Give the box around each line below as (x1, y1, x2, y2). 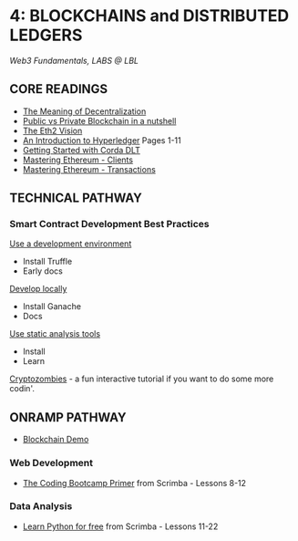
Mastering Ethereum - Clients (22, 154, 134, 165)
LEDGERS (9, 25, 83, 46)
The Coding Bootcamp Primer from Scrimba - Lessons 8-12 (22, 477, 247, 488)
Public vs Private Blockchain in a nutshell (22, 115, 177, 126)
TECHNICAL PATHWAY (9, 191, 143, 206)
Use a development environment (9, 238, 132, 249)
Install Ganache (22, 301, 82, 312)
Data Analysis (9, 500, 73, 513)
